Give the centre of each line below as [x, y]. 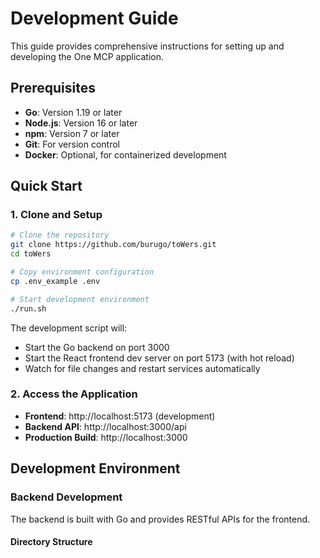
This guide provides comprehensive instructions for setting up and [147, 46]
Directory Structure [51, 542]
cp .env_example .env [55, 281]
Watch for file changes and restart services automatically [142, 368]
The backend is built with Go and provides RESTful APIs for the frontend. [160, 519]
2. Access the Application [74, 394]
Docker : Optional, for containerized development [125, 154]
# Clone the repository [60, 235]
